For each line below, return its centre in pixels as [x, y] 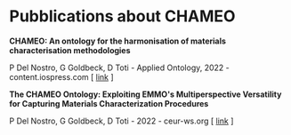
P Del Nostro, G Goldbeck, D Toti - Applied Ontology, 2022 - [119, 67]
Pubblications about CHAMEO [122, 16]
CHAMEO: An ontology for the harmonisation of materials [118, 41]
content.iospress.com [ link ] [61, 76]
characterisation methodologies [70, 50]
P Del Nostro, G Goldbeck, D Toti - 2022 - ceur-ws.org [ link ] [121, 121]
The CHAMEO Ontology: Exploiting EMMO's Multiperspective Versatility [145, 94]
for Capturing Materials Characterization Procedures [109, 103]
